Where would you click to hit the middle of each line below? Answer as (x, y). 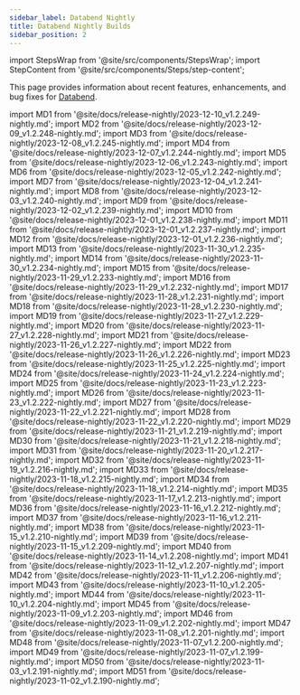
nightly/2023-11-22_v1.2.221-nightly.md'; (84, 412)
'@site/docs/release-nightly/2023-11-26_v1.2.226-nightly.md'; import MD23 (150, 354)
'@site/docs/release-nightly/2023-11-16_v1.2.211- (171, 518)
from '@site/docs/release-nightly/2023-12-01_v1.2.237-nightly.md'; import (148, 230)
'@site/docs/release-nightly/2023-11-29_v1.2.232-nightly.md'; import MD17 (149, 287)
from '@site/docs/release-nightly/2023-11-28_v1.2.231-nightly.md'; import (147, 297)
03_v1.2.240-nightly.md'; (56, 201)
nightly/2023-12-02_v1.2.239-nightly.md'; (87, 211)
